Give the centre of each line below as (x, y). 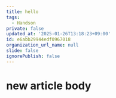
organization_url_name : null (42, 45)
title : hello (22, 12)
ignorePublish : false (33, 56)
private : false (25, 28)
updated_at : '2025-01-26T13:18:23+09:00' (59, 34)
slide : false (22, 51)
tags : (13, 17)
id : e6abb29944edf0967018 (38, 39)
